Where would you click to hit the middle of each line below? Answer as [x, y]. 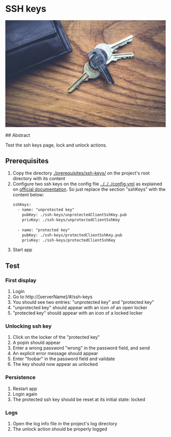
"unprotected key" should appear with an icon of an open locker [80, 308]
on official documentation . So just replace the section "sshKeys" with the [89, 189]
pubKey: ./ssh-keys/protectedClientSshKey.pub [72, 235]
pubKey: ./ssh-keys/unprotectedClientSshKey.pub [75, 215]
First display [21, 280]
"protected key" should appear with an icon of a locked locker [78, 313]
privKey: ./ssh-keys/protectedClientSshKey [69, 240]
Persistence [20, 377]
